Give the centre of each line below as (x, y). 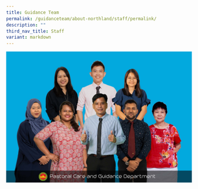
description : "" (26, 25)
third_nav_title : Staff (35, 31)
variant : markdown (29, 37)
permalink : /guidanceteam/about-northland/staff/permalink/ (82, 19)
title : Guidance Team (33, 12)
